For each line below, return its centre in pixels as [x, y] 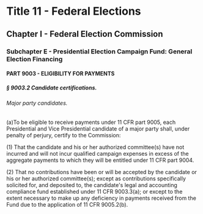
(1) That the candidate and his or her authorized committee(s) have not [95, 147]
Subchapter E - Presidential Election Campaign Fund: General [99, 52]
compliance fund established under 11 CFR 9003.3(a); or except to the [94, 191]
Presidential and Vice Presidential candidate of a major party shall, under [98, 128]
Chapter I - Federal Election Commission [85, 34]
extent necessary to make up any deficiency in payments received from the [102, 198]
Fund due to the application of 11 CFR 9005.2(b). [67, 204]
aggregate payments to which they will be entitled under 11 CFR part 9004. [100, 160]
